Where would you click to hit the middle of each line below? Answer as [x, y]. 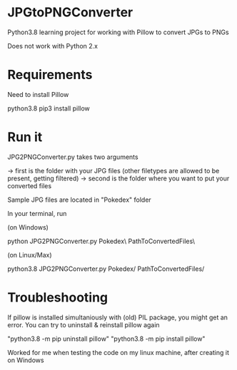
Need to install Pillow [38, 94]
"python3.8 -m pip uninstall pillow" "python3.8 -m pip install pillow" [106, 339]
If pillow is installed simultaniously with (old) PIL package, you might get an [118, 317]
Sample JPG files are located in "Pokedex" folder [79, 200]
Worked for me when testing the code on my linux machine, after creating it [118, 352]
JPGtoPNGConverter [70, 12]
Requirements [50, 75]
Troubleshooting [58, 297]
